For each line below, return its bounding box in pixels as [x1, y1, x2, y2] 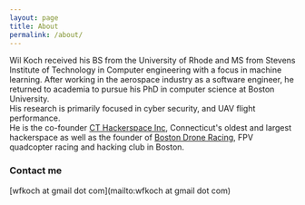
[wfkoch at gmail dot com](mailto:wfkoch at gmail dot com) [9, 185, 231, 196]
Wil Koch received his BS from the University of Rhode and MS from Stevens [9, 55, 297, 66]
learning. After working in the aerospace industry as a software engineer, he [9, 74, 295, 85]
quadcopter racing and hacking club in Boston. [9, 142, 184, 152]
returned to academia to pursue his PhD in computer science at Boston [9, 83, 275, 95]
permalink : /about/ [9, 30, 84, 39]
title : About [9, 22, 59, 31]
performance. [9, 112, 61, 123]
